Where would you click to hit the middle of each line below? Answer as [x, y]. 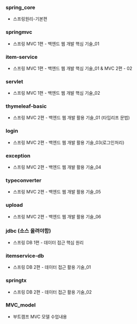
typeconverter [24, 180]
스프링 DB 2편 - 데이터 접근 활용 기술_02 [52, 292]
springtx [16, 281]
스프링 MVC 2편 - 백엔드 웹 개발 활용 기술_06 [57, 216]
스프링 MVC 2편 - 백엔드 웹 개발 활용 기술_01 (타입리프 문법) [71, 118]
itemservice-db [25, 256]
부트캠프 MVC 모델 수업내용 [40, 317]
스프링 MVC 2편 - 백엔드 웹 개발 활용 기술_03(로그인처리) [68, 142]
